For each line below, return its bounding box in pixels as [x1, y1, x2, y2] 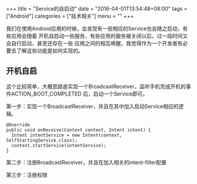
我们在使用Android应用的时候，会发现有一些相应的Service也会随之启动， [6, 25, 183, 32]
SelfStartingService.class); [6, 137, 78, 143]
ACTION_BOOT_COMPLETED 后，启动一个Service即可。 [11, 90, 148, 97]
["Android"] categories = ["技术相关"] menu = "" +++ [6, 12, 134, 19]
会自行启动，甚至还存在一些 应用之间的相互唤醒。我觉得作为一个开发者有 [6, 40, 183, 47]
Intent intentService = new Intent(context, [11, 132, 122, 138]
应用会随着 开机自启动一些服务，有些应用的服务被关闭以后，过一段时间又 [11, 32, 188, 40]
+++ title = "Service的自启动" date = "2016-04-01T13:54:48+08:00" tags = [6, 5, 188, 12]
